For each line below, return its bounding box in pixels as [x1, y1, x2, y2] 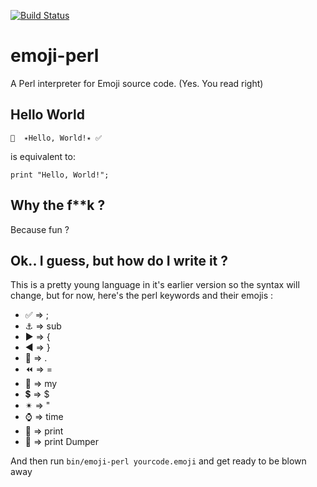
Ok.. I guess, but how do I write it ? [10, 252, 228, 269]
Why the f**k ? [10, 197, 106, 214]
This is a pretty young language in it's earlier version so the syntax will [10, 279, 300, 291]
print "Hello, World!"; [10, 170, 110, 180]
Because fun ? [10, 223, 70, 235]
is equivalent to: [10, 150, 76, 162]
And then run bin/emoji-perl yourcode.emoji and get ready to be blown [10, 455, 307, 467]
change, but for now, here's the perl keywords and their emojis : [10, 290, 274, 302]
